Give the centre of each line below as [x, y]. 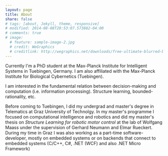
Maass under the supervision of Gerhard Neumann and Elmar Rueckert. [79, 127]
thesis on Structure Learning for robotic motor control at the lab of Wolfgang [84, 122]
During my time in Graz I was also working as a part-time [64, 133]
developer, [16, 138]
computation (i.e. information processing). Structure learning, [68, 91]
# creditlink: [24, 51]
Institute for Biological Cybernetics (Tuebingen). [54, 76]
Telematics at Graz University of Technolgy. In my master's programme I [79, 111]
